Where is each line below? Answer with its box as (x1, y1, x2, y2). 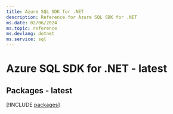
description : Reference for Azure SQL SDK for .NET (6, 14, 137, 20)
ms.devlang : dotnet (6, 31, 55, 37)
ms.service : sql (6, 36, 47, 42)
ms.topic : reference (6, 25, 58, 31)
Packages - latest (6, 85, 73, 96)
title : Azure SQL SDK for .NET (6, 8, 84, 15)
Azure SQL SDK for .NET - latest (6, 62, 168, 75)
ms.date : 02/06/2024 (6, 20, 58, 26)
